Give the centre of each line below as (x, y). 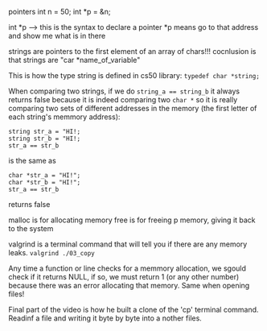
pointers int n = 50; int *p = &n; (60, 12)
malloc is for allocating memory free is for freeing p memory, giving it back (132, 220)
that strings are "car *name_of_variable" (74, 60)
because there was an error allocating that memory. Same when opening (129, 285)
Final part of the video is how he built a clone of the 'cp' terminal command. (133, 310)
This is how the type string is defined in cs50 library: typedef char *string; (134, 75)
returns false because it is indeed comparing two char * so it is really (123, 99)
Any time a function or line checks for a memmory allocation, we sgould (127, 268)
